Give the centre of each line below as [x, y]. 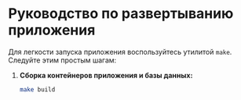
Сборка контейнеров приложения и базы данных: [106, 75]
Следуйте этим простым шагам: [62, 60]
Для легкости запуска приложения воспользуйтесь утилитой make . [120, 52]
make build [37, 89]
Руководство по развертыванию [121, 14]
